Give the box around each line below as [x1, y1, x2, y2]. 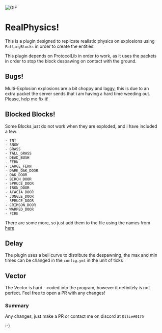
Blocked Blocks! [5, 110, 55, 119]
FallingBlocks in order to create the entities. [5, 43, 95, 49]
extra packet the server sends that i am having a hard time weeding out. [5, 91, 151, 96]
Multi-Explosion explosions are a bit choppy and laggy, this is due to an [5, 85, 149, 91]
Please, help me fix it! [5, 96, 49, 102]
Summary [5, 303, 29, 309]
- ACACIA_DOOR [5, 189, 34, 194]
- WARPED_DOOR [5, 207, 34, 212]
